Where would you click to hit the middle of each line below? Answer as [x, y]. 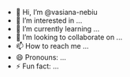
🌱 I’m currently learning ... [58, 29]
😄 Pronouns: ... [41, 57]
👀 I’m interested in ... [49, 20]
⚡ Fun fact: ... [37, 66]
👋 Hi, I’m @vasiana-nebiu [57, 12]
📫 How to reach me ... [52, 46]
